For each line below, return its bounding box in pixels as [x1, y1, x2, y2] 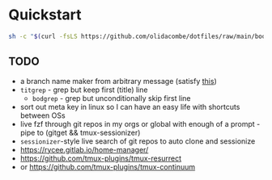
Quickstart [8, 6, 83, 24]
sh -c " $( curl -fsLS [8, 32, 79, 40]
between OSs [19, 111, 66, 120]
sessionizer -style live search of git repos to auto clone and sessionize [19, 136, 256, 146]
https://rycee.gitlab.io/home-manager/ [19, 144, 149, 154]
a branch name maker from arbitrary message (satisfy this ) [19, 76, 217, 86]
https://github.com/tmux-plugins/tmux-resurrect [19, 153, 182, 163]
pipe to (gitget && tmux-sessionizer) [19, 128, 141, 137]
